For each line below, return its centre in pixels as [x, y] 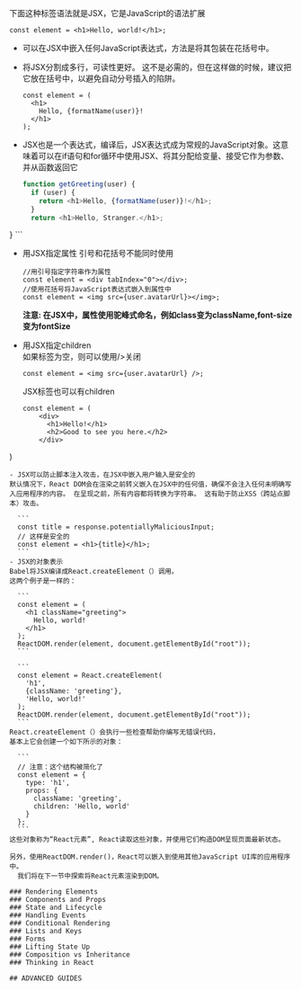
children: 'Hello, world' [81, 807]
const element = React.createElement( [90, 676]
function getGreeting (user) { [79, 184]
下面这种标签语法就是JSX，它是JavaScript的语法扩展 [107, 13]
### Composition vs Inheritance [70, 955]
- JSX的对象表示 [36, 562]
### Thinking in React [52, 963]
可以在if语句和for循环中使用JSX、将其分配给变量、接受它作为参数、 [164, 156]
